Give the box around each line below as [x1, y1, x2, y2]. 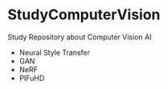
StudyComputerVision [7, 6, 161, 24]
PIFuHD [18, 73, 45, 83]
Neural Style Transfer [18, 47, 90, 57]
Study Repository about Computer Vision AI [7, 32, 152, 42]
